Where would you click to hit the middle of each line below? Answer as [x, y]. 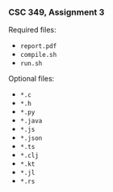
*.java [31, 121]
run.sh [31, 63]
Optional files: [31, 79]
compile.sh [38, 55]
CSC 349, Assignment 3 [56, 12]
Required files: [32, 30]
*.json [31, 138]
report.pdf [38, 46]
